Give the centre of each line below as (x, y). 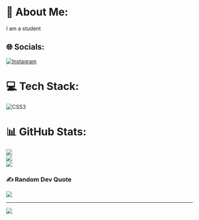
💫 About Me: (37, 12)
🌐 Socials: (25, 47)
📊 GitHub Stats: (46, 132)
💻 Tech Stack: (43, 86)
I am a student (24, 28)
